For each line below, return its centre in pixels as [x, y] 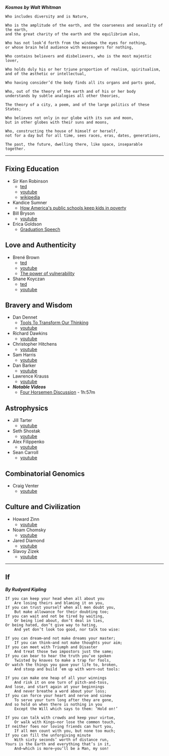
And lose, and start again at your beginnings [55, 687]
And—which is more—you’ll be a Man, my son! [62, 748]
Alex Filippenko [28, 442]
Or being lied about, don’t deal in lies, [59, 620]
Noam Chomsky [29, 530]
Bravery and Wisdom [39, 305]
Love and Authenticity [41, 245]
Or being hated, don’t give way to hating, [52, 625]
